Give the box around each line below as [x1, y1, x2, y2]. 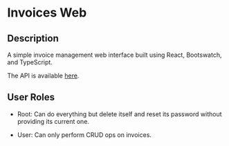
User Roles [7, 91, 55, 103]
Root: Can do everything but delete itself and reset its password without [17, 109, 223, 118]
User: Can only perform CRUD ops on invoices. [17, 130, 152, 139]
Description [7, 33, 59, 44]
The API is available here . [7, 71, 80, 80]
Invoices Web [7, 5, 87, 21]
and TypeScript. [7, 58, 53, 66]
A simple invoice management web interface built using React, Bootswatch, [7, 51, 222, 59]
